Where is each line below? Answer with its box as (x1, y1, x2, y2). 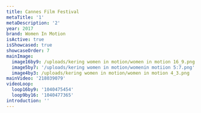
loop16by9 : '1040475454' (11, 87, 74, 93)
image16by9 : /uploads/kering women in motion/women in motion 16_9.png (11, 59, 196, 65)
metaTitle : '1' (6, 14, 45, 20)
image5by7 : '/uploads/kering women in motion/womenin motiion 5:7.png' (11, 64, 196, 71)
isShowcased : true (6, 42, 52, 48)
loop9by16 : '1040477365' (11, 92, 74, 98)
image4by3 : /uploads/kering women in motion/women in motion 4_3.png (11, 70, 190, 76)
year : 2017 (6, 25, 34, 32)
